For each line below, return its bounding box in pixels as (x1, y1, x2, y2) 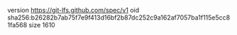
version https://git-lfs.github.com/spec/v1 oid (7, 6, 140, 14)
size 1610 (28, 21, 55, 29)
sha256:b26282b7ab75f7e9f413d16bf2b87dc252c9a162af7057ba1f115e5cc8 (7, 13, 231, 22)
